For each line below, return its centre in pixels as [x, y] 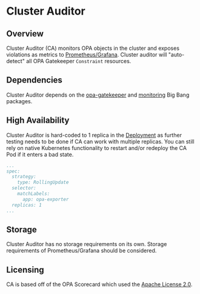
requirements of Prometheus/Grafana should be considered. [82, 251]
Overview [25, 34]
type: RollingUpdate [43, 183]
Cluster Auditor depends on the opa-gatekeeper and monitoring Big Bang [98, 95]
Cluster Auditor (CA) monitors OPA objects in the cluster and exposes [93, 48]
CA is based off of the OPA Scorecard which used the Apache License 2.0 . [99, 284]
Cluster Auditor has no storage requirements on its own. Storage [87, 244]
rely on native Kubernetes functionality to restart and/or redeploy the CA [96, 148]
